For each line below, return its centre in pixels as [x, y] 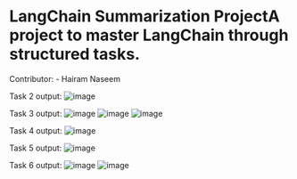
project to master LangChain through [149, 35]
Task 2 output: [36, 96]
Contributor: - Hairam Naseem [65, 78]
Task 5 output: [36, 148]
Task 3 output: [36, 113]
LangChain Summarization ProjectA [144, 16]
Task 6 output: [36, 165]
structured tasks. [75, 54]
